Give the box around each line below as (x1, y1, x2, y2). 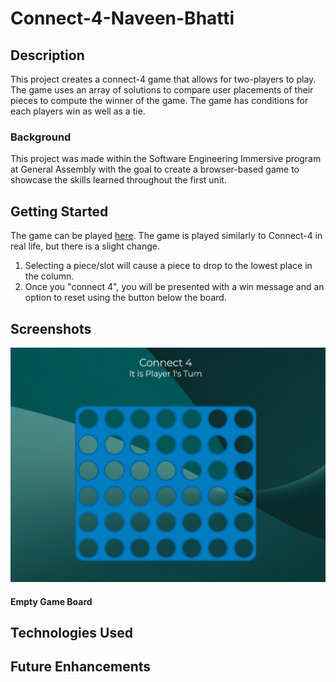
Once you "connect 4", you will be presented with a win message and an (24, 281, 325, 293)
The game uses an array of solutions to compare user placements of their (10, 84, 314, 96)
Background (10, 130, 72, 144)
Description (10, 47, 85, 64)
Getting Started (10, 203, 109, 220)
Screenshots (10, 320, 92, 337)
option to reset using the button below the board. (24, 292, 227, 304)
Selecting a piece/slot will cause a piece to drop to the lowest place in (24, 260, 313, 272)
